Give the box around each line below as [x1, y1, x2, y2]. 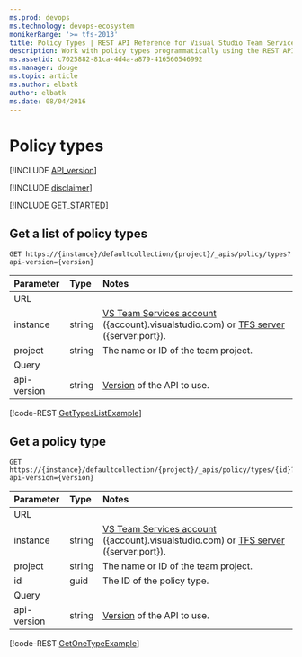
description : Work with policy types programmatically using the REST [9, 47, 280, 56]
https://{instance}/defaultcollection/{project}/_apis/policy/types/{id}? [9, 465, 296, 475]
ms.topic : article [9, 72, 78, 81]
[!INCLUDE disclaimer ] [9, 182, 93, 193]
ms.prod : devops [9, 13, 70, 22]
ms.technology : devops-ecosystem [9, 22, 135, 31]
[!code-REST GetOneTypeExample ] [9, 637, 140, 648]
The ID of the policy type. [102, 574, 209, 587]
